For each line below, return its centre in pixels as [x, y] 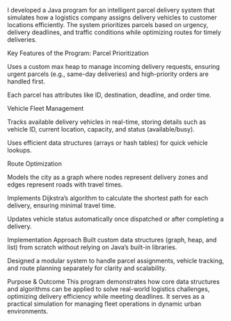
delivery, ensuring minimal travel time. [62, 205]
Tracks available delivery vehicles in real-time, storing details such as [107, 122]
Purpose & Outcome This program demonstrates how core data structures [114, 282]
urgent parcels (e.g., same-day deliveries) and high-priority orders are [108, 74]
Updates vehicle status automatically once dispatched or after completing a [115, 219]
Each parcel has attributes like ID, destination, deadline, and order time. [109, 95]
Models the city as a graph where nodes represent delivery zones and [108, 177]
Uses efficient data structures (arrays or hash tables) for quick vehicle [107, 143]
